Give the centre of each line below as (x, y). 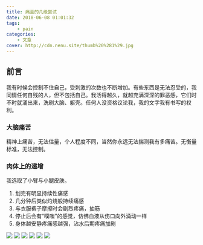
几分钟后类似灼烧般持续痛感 (50, 201)
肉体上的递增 (25, 166)
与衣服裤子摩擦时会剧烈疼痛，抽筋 (57, 209)
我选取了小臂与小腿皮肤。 (38, 181)
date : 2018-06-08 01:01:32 (40, 18)
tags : (13, 23)
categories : (21, 34)
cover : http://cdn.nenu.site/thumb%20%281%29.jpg (70, 46)
